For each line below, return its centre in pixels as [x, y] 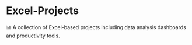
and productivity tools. [33, 36]
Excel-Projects [43, 11]
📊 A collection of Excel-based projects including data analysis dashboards [96, 27]
